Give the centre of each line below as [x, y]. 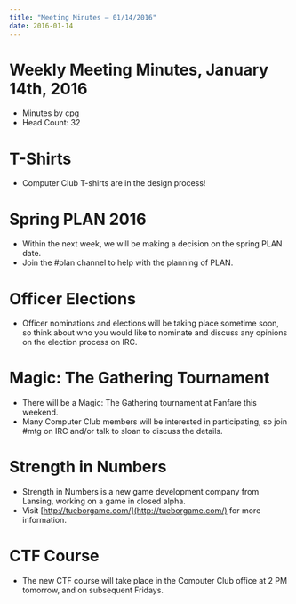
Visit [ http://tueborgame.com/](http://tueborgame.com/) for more [141, 511]
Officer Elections [72, 298]
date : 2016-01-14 [41, 26]
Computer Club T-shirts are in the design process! [114, 183]
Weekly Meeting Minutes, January [139, 70]
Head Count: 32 [51, 123]
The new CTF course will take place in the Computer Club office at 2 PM [154, 581]
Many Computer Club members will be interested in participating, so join [154, 422]
